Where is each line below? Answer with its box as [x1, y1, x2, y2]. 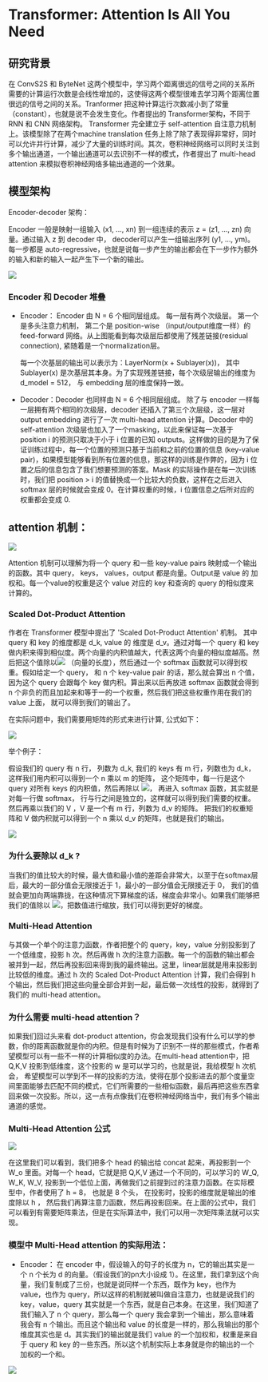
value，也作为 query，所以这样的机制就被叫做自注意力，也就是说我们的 [19, 1289, 255, 1299]
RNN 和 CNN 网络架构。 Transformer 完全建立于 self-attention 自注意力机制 [8, 119, 257, 129]
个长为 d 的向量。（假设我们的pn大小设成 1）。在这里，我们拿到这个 [34, 1269, 253, 1279]
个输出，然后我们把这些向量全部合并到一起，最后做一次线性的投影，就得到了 [8, 979, 260, 989]
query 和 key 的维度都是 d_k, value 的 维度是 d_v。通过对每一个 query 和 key [8, 638, 259, 647]
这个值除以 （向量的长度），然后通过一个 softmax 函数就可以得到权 [22, 658, 248, 667]
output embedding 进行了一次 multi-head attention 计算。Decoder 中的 [19, 415, 254, 424]
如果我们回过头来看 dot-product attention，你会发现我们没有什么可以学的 [8, 1031, 249, 1041]
